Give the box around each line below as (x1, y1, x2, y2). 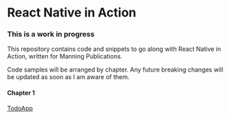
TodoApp (7, 104, 33, 112)
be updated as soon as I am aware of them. (7, 73, 130, 81)
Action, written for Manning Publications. (7, 52, 123, 61)
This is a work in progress (7, 30, 95, 39)
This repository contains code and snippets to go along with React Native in (7, 45, 222, 53)
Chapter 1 (7, 89, 36, 97)
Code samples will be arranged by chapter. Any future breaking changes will (7, 65, 224, 74)
